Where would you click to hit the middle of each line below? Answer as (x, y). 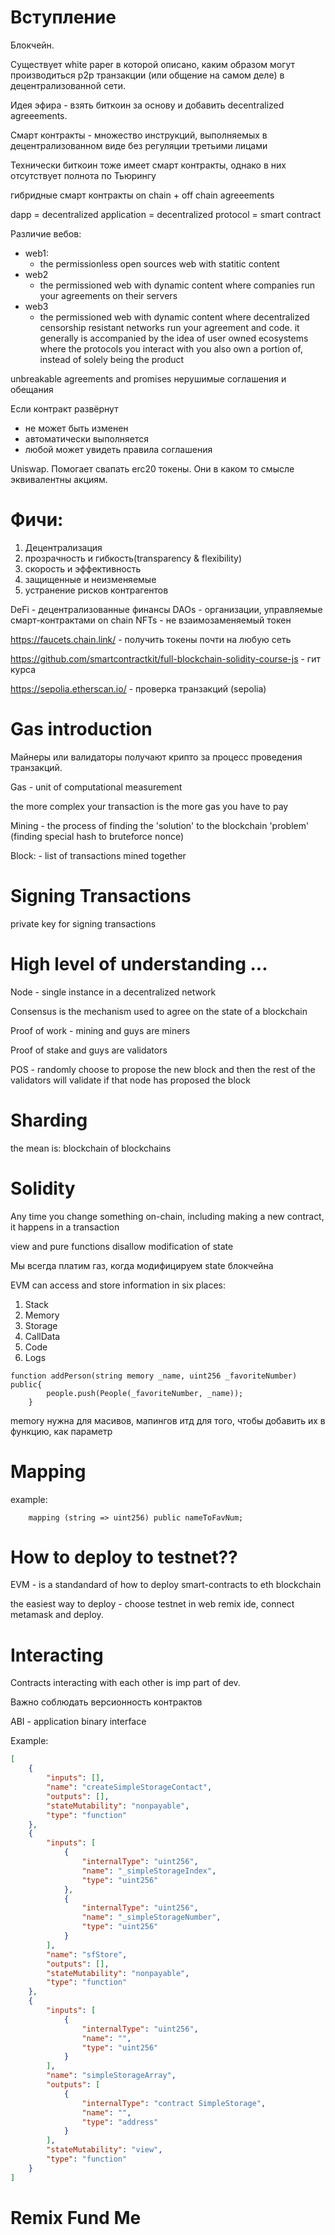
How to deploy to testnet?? (124, 1557)
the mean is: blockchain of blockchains (91, 1148)
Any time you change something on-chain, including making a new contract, (167, 1216)
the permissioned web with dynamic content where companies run (177, 285)
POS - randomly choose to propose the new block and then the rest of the (163, 1069)
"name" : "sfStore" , (87, 1954)
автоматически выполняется (87, 438)
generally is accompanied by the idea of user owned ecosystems (174, 338)
